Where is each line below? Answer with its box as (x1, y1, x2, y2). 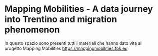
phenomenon (4, 24, 60, 35)
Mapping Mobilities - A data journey (4, 3, 153, 15)
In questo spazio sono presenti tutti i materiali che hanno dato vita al (4, 40, 142, 46)
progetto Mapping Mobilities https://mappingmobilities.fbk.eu (4, 45, 128, 51)
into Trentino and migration (4, 14, 118, 25)
